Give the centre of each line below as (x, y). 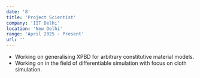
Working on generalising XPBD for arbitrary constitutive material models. (104, 57)
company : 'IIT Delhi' (33, 23)
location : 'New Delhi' (34, 28)
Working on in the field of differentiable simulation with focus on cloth (101, 63)
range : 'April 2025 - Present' (45, 34)
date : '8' (19, 12)
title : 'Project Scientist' (41, 17)
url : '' (16, 40)
